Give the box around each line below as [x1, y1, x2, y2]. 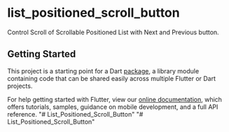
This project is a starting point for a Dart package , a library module [7, 66, 200, 75]
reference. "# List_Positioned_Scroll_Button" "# [7, 110, 144, 118]
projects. [7, 82, 33, 90]
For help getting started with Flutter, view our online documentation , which [7, 95, 223, 103]
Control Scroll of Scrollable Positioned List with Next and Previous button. [7, 28, 219, 36]
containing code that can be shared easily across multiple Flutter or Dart [7, 74, 216, 82]
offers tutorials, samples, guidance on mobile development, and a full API [7, 103, 218, 111]
